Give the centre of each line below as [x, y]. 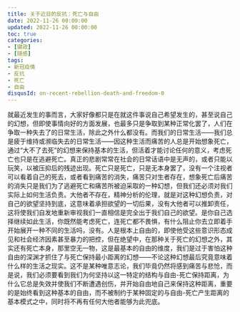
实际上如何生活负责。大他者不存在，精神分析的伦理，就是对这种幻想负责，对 [120, 195]
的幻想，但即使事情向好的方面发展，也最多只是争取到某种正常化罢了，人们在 [120, 124]
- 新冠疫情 [21, 67]
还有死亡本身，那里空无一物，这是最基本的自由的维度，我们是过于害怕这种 [123, 248]
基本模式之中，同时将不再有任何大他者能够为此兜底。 [86, 302]
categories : [25, 41]
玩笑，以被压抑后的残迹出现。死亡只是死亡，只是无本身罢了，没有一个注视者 [120, 168]
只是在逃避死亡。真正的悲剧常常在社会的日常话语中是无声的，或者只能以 [126, 159]
